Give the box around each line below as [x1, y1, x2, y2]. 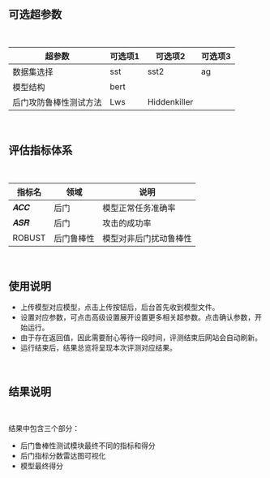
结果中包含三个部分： [8, 424, 79, 433]
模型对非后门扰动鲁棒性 [102, 232, 192, 243]
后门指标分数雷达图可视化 [19, 451, 106, 461]
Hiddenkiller [147, 96, 194, 107]
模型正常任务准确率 [102, 202, 176, 213]
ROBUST [12, 232, 46, 243]
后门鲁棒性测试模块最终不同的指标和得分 [19, 441, 156, 450]
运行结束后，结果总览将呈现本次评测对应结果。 [19, 343, 177, 353]
